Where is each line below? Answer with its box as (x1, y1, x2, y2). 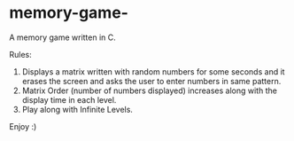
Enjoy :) (9, 121, 37, 131)
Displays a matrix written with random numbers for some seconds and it (21, 66, 285, 77)
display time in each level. (21, 94, 117, 105)
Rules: (9, 49, 33, 59)
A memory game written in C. (9, 32, 117, 43)
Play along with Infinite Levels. (21, 104, 133, 114)
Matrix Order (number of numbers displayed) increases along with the (21, 85, 277, 96)
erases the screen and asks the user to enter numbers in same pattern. (21, 75, 282, 86)
